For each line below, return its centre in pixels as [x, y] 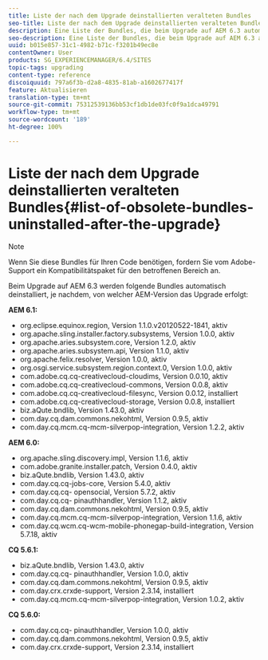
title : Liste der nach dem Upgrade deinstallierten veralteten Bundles [130, 16]
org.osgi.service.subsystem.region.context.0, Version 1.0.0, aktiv [126, 367]
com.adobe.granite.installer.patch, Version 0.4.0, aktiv [108, 466]
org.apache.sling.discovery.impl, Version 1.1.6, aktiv [104, 458]
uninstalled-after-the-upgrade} [114, 224]
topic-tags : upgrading [46, 68]
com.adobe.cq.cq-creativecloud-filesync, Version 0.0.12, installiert [129, 393]
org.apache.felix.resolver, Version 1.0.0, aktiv [93, 359]
